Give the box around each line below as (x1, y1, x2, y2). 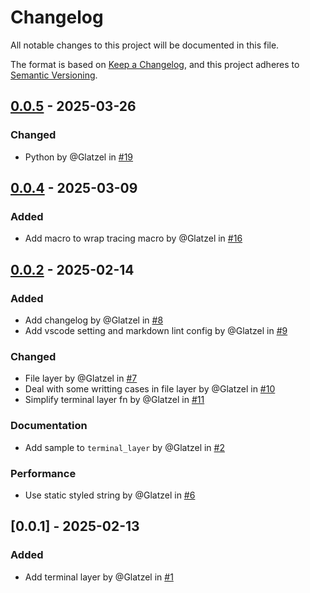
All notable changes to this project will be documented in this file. (10, 39, 280, 51)
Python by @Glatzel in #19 (24, 151, 134, 163)
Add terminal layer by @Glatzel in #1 (24, 571, 174, 583)
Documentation (10, 419, 88, 433)
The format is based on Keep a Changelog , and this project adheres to (10, 58, 300, 70)
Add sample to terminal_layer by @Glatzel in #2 (24, 441, 225, 453)
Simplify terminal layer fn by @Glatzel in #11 (24, 394, 205, 406)
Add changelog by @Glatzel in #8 (24, 314, 164, 326)
